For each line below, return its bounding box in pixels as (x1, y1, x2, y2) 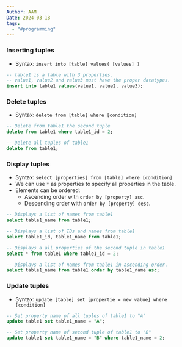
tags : (6, 20, 20, 26)
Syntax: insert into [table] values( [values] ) (15, 60, 140, 67)
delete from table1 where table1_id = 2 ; (6, 129, 114, 135)
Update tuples (6, 282, 49, 290)
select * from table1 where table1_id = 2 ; (6, 251, 119, 257)
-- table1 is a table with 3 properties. (6, 71, 114, 78)
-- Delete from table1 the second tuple (6, 123, 111, 129)
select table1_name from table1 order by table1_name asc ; (6, 267, 160, 273)
